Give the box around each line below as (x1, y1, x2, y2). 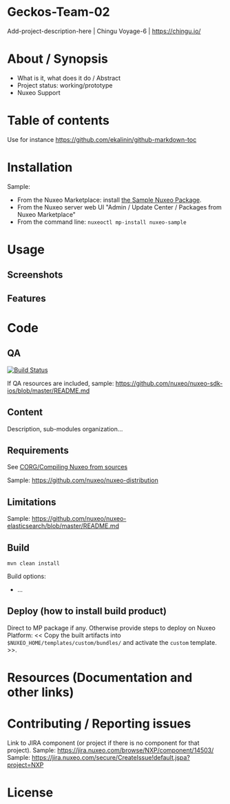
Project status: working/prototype (17, 81, 113, 90)
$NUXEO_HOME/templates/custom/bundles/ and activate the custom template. (7, 638, 217, 646)
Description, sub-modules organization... (7, 424, 123, 433)
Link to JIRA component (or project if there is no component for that (7, 739, 200, 747)
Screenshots (7, 269, 63, 281)
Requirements (7, 444, 69, 456)
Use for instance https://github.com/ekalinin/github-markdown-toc (7, 135, 197, 143)
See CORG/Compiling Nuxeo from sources (7, 463, 128, 471)
